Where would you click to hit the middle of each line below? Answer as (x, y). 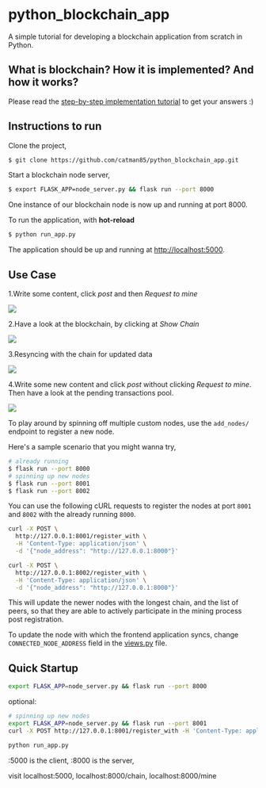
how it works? (44, 82)
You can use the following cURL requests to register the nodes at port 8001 (130, 506)
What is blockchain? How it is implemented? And (131, 70)
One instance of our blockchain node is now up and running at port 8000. (128, 205)
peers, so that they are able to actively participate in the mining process (125, 611)
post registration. (36, 619)
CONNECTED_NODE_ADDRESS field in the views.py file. (88, 643)
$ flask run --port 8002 (49, 491)
